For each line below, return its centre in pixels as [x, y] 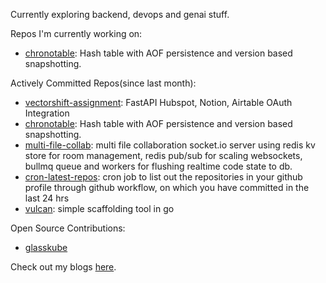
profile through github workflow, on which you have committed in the [167, 187]
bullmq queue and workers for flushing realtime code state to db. [158, 166]
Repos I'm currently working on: [76, 33]
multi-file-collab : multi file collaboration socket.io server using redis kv [170, 145]
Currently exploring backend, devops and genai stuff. [120, 14]
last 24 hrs [47, 198]
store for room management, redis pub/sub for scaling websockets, [163, 155]
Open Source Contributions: [68, 228]
